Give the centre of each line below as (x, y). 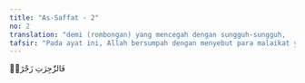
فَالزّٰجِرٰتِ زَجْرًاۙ (37, 69)
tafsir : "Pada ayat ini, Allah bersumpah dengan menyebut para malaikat (150, 43)
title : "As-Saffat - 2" (54, 18)
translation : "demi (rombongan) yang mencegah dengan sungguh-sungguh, (148, 34)
